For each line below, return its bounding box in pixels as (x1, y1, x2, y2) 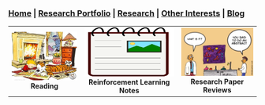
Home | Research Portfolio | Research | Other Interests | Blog (8, 8, 245, 19)
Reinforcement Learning (88, 78, 170, 87)
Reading (30, 81, 59, 91)
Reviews (203, 85, 232, 95)
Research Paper (190, 77, 244, 86)
